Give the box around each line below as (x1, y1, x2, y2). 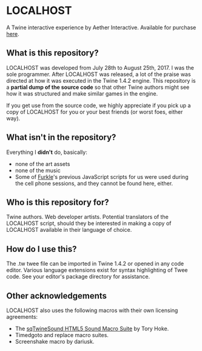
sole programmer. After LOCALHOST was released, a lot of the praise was (6, 71, 191, 78)
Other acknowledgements (6, 290, 107, 301)
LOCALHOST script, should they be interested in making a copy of (6, 220, 172, 227)
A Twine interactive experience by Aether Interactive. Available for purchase (6, 24, 197, 31)
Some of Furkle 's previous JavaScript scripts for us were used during (15, 173, 189, 180)
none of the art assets (15, 160, 70, 167)
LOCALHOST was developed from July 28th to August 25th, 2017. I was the (6, 64, 194, 71)
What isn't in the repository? (6, 132, 116, 143)
